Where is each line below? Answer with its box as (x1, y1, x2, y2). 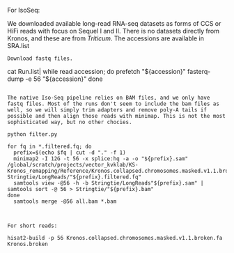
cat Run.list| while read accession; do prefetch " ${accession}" (7, 68, 186, 75)
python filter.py (7, 131, 58, 138)
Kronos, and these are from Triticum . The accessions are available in (7, 34, 204, 43)
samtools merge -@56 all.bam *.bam (13, 198, 117, 205)
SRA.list (7, 42, 30, 49)
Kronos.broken (7, 240, 49, 247)
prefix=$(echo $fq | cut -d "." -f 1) (13, 149, 127, 156)
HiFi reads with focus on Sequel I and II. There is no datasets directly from (7, 27, 219, 35)
